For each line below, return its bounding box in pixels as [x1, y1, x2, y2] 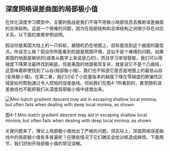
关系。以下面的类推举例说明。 [5, 32, 67, 38]
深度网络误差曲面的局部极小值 [5, 5, 98, 14]
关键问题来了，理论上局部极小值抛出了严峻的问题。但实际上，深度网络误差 [5, 127, 159, 134]
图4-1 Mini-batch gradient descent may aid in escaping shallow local [5, 112, 147, 118]
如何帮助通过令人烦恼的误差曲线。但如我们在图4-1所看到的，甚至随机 [14, 80, 157, 86]
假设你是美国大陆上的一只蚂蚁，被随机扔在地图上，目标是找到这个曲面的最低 [5, 42, 164, 48]
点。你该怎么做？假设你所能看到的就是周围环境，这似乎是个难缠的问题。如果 [5, 48, 164, 54]
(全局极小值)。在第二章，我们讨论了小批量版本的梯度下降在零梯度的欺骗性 [5, 73, 158, 79]
